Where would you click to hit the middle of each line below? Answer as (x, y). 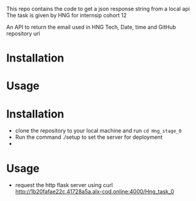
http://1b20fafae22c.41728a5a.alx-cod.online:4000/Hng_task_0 (95, 192)
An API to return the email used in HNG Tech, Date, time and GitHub (91, 27)
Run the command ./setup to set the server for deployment (89, 137)
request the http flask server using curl (64, 185)
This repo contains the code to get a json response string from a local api (98, 9)
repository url (23, 33)
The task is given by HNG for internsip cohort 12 (67, 15)
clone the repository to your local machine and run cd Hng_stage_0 (98, 131)
